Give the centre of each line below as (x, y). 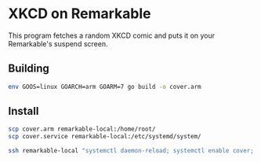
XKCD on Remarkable (80, 14)
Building (29, 69)
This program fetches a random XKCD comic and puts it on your (112, 35)
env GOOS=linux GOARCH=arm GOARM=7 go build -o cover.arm (105, 87)
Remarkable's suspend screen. (58, 43)
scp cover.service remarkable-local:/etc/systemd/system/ (105, 137)
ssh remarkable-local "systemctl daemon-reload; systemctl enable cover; (131, 151)
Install (24, 111)
